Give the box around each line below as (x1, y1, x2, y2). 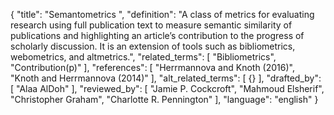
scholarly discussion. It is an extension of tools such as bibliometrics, (10, 40, 296, 52)
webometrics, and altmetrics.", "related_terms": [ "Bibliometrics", (10, 51, 277, 63)
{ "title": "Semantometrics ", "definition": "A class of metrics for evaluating (10, 9, 315, 20)
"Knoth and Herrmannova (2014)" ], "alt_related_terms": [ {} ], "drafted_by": (10, 72, 322, 84)
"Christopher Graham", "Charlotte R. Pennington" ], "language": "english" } (10, 94, 319, 105)
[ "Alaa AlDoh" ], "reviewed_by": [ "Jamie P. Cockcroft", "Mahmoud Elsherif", (10, 83, 325, 94)
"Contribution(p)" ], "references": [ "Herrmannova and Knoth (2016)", (10, 62, 295, 73)
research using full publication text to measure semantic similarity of (10, 19, 293, 31)
